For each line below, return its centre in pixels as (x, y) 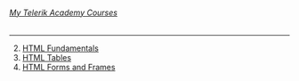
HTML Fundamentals (61, 48)
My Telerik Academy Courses (64, 12)
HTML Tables (47, 58)
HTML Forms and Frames (69, 68)
